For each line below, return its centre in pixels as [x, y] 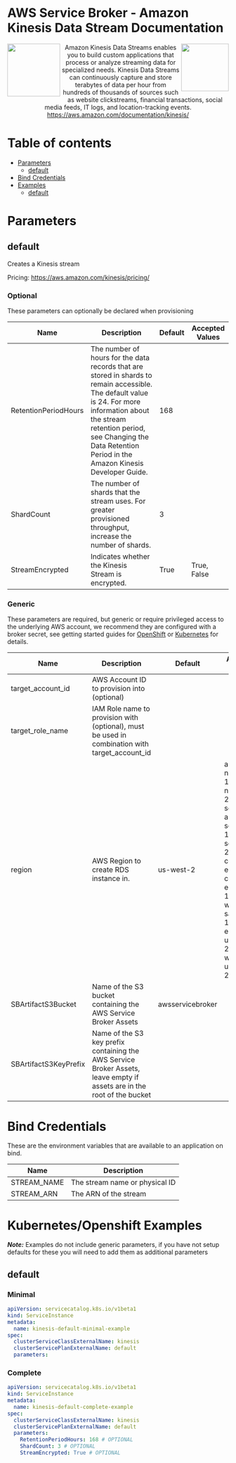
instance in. [111, 879]
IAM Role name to [121, 709]
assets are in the [119, 1087]
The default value [119, 393]
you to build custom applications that [120, 55]
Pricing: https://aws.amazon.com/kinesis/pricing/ [78, 277]
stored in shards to [121, 376]
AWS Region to [117, 861]
